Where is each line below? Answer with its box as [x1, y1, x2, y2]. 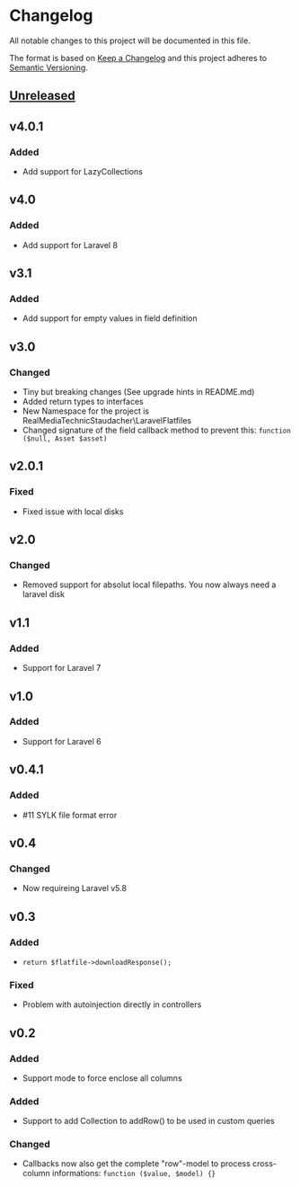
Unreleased [9, 88, 76, 103]
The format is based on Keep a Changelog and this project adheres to [9, 52, 268, 63]
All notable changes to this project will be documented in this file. [9, 35, 251, 46]
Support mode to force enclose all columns [22, 1072, 182, 1084]
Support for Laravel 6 [22, 736, 101, 746]
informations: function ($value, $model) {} [52, 1168, 216, 1179]
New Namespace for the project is [22, 406, 150, 416]
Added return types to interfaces [22, 397, 144, 407]
